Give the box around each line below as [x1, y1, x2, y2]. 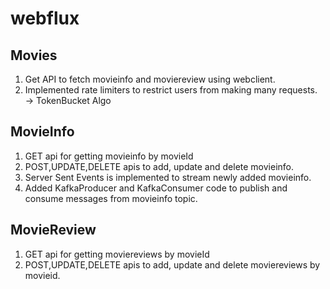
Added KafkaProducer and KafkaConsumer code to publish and [24, 182, 288, 194]
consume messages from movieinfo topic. [24, 192, 198, 204]
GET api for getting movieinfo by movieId [24, 150, 194, 162]
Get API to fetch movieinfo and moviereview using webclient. [24, 73, 276, 85]
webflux [10, 7, 80, 30]
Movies [10, 47, 58, 64]
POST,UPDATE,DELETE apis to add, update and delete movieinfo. [24, 160, 295, 172]
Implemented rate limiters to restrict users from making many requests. [24, 84, 318, 96]
